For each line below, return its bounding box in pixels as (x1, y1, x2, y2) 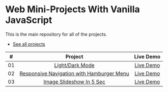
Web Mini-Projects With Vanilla (5, 4, 140, 15)
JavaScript (5, 14, 52, 26)
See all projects (12, 41, 46, 47)
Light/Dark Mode (54, 62, 95, 69)
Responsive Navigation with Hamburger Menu (19, 70, 129, 77)
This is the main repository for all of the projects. (5, 31, 107, 37)
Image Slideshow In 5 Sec (43, 78, 105, 85)
